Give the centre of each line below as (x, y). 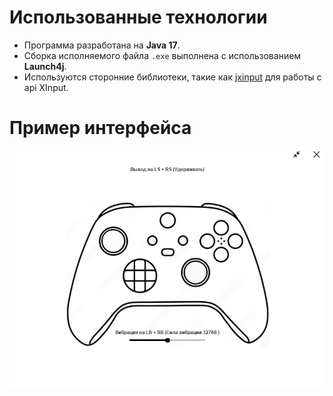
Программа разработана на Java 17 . (102, 45)
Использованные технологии (138, 17)
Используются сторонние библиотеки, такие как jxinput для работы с (172, 77)
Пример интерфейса (100, 128)
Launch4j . (45, 66)
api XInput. (46, 87)
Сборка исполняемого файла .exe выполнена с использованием (162, 55)
